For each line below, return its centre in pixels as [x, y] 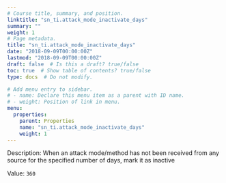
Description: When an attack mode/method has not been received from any [113, 153]
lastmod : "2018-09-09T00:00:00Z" [55, 58]
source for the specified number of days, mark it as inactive [91, 160]
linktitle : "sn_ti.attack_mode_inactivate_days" [77, 20]
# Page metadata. [32, 39]
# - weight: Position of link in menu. [64, 102]
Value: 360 [22, 173]
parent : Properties [47, 121]
